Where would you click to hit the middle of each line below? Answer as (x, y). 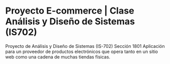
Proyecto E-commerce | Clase (70, 11)
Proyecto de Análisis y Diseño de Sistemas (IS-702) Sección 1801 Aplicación (85, 46)
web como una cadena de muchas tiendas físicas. (58, 57)
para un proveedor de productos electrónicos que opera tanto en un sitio (82, 51)
